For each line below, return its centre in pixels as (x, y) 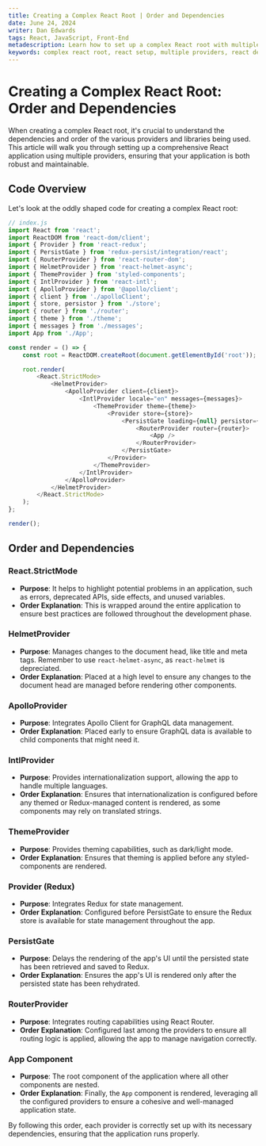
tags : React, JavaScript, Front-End (68, 38)
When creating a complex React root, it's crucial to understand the (116, 130)
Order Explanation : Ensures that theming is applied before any (122, 857)
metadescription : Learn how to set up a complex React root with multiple (134, 45)
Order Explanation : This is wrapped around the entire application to (130, 605)
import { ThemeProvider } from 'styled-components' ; (97, 274)
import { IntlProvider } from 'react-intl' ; (83, 282)
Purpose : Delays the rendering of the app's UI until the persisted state (134, 958)
